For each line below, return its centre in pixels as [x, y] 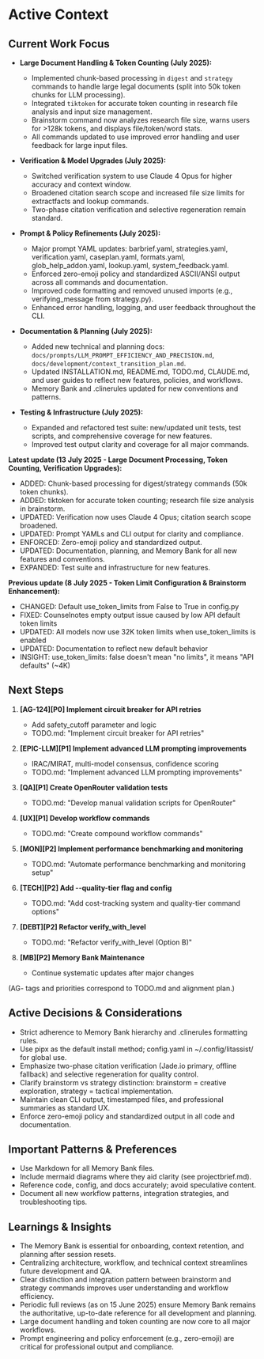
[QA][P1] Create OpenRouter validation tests [94, 787]
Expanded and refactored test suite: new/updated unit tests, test [136, 428]
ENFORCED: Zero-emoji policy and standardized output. [111, 542]
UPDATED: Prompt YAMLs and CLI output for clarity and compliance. [131, 534]
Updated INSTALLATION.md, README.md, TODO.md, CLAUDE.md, [141, 372]
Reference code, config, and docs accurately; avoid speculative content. [138, 1185]
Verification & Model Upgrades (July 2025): [92, 161]
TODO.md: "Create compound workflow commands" [117, 833]
